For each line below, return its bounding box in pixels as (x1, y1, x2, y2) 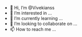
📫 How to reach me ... (9, 26, 56, 32)
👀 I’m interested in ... (9, 10, 52, 16)
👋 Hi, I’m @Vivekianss (9, 5, 55, 10)
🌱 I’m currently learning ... (9, 15, 63, 21)
